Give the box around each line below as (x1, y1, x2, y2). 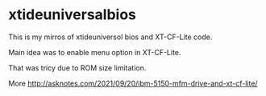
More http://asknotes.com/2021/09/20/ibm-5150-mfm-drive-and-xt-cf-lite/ (8, 78, 258, 88)
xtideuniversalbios (8, 6, 137, 24)
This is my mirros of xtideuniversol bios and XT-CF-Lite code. (8, 32, 213, 42)
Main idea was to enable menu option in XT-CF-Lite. (8, 47, 181, 57)
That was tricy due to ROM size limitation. (8, 62, 147, 73)
